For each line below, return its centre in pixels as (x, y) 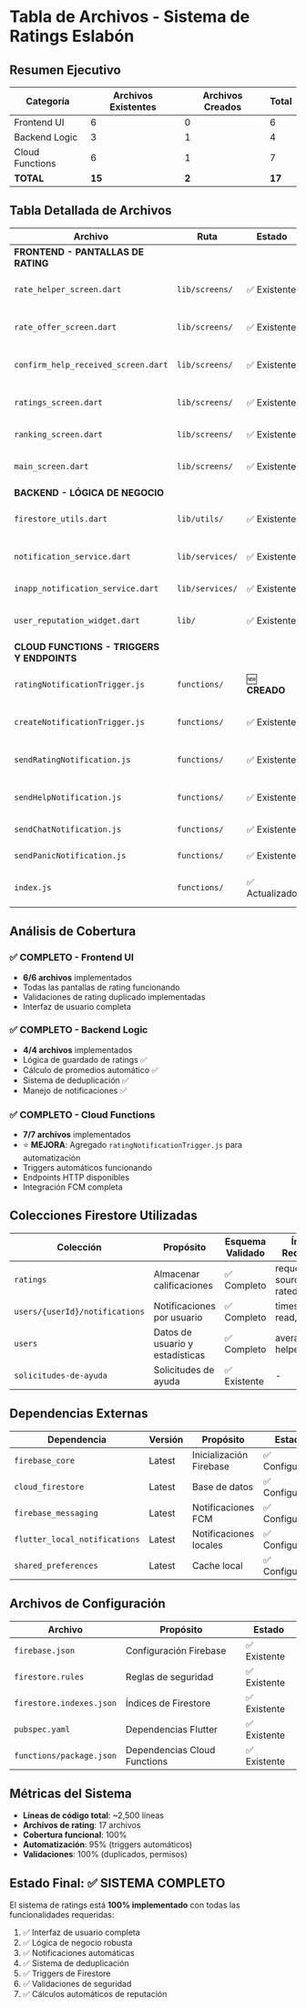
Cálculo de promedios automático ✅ (91, 1069)
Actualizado (272, 893)
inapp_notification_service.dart (87, 588)
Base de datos (223, 1487)
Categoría (48, 101)
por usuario (178, 1317)
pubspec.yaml (42, 1729)
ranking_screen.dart (58, 434)
